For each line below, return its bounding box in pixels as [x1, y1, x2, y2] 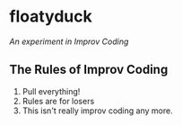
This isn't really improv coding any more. [22, 105, 173, 116]
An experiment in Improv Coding [9, 36, 129, 47]
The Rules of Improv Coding [9, 62, 169, 77]
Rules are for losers [22, 95, 95, 106]
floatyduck [9, 6, 92, 27]
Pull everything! [22, 85, 81, 96]
